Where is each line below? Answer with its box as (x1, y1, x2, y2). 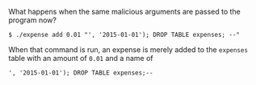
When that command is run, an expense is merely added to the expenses (8, 45, 249, 55)
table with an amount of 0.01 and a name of (8, 54, 153, 63)
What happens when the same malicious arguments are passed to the (8, 7, 241, 16)
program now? (8, 15, 57, 25)
